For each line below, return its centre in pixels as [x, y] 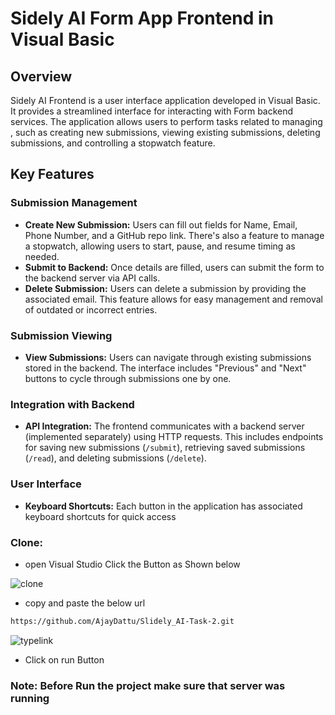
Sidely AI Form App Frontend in [142, 18]
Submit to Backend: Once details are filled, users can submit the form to [174, 267]
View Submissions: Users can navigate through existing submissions [168, 357]
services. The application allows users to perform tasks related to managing [166, 121]
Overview [41, 76]
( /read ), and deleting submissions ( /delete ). [115, 458]
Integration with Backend [72, 404]
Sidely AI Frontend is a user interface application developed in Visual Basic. [165, 100]
